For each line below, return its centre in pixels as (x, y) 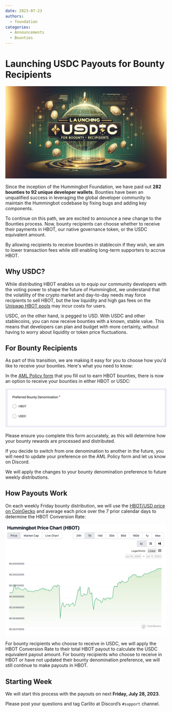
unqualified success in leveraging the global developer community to (78, 197)
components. (19, 208)
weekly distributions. (27, 477)
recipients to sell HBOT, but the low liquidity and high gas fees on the (78, 300)
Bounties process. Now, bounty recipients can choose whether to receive (83, 223)
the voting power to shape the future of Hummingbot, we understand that (83, 289)
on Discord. (17, 462)
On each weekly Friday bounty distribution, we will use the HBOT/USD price (85, 505)
